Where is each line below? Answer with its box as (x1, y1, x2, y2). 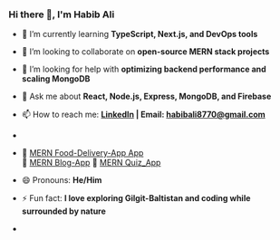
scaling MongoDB (21, 73, 91, 84)
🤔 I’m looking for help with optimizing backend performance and (21, 63, 266, 75)
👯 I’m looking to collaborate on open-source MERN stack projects (21, 46, 270, 57)
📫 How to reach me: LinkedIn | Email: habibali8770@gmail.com (21, 109, 266, 120)
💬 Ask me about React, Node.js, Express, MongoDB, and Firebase (21, 91, 272, 102)
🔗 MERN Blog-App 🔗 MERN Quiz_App (21, 158, 161, 168)
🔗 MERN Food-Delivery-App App (21, 148, 144, 158)
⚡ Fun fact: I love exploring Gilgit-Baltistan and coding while (21, 193, 251, 204)
